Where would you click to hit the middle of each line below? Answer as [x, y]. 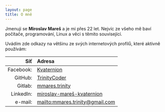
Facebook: [20, 69]
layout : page [19, 10]
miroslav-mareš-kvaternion [70, 94]
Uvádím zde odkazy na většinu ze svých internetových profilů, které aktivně [83, 43]
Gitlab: [25, 86]
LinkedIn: [21, 94]
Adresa [46, 61]
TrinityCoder [52, 78]
